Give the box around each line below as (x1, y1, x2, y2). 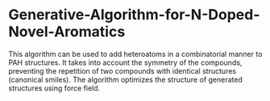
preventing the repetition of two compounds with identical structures (8, 66, 236, 75)
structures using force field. (8, 83, 101, 93)
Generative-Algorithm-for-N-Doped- (8, 6, 260, 24)
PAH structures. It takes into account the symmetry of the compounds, (8, 58, 243, 67)
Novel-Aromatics (8, 22, 126, 41)
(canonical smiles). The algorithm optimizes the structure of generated (8, 75, 243, 84)
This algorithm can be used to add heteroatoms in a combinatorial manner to (8, 49, 263, 59)
